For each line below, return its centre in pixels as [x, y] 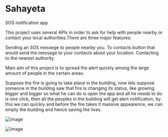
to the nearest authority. [30, 58]
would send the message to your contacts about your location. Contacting [82, 53]
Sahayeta [25, 9]
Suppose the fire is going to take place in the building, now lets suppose [80, 83]
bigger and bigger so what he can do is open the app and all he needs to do [84, 93]
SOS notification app [27, 23]
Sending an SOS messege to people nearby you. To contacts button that [80, 47]
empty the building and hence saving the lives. [54, 109]
